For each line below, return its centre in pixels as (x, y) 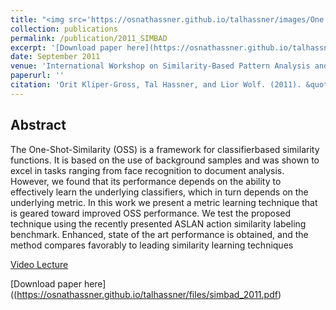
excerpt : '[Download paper (66, 47)
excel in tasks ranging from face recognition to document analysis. (147, 170)
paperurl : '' (37, 76)
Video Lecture (39, 264)
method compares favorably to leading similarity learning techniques (152, 245)
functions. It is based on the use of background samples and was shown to (165, 160)
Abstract (38, 125)
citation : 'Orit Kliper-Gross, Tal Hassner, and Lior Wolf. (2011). (156, 85)
